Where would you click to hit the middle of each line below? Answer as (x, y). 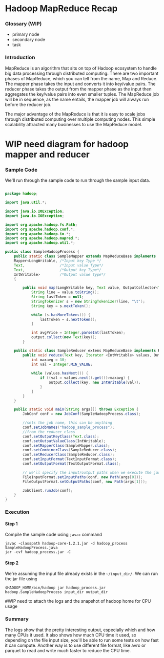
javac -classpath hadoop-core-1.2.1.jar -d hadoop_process (66, 544)
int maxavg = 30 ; (49, 360)
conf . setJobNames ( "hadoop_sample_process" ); (69, 428)
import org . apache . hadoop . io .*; (38, 234)
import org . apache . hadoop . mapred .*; (42, 238)
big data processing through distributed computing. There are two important (82, 73)
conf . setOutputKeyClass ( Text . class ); (61, 436)
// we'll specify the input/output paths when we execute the (87, 472)
